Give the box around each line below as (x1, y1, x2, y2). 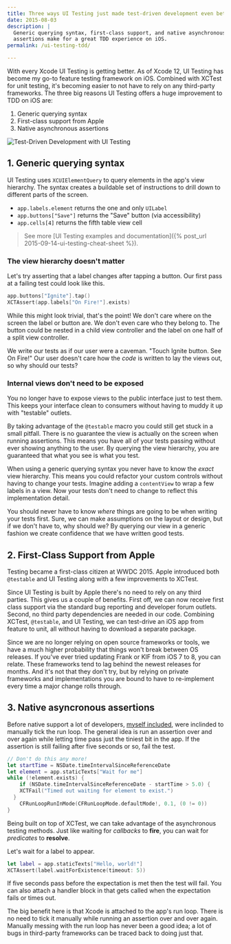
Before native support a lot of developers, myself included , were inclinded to (7, 720, 224, 728)
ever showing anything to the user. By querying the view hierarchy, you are (7, 444, 219, 452)
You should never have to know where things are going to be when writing (7, 507, 218, 516)
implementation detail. (7, 494, 70, 503)
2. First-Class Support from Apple (7, 549, 155, 561)
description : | (7, 23, 51, 30)
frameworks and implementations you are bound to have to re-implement (7, 674, 214, 682)
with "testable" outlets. (7, 409, 72, 417)
